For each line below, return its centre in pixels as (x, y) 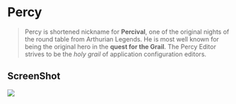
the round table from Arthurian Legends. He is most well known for (122, 39)
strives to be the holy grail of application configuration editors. (116, 54)
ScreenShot (34, 76)
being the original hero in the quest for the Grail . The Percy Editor (120, 46)
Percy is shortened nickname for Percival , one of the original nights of (127, 32)
